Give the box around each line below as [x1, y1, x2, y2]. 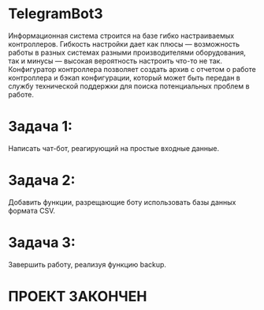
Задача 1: [8, 118, 73, 135]
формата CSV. [8, 206, 56, 215]
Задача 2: [8, 172, 76, 190]
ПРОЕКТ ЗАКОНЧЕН [8, 287, 147, 305]
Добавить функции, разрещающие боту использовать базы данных [8, 197, 236, 206]
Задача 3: [8, 234, 76, 251]
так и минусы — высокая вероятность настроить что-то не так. [8, 56, 223, 66]
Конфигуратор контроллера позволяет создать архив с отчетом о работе [8, 64, 256, 74]
